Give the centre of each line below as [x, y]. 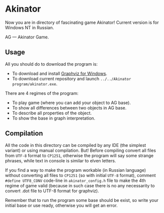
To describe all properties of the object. [52, 113]
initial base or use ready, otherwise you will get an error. [61, 205]
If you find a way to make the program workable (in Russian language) [76, 170]
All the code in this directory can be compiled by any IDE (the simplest [76, 145]
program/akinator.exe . [35, 84]
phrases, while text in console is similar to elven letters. [61, 160]
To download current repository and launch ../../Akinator [72, 78]
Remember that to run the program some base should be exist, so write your [82, 200]
